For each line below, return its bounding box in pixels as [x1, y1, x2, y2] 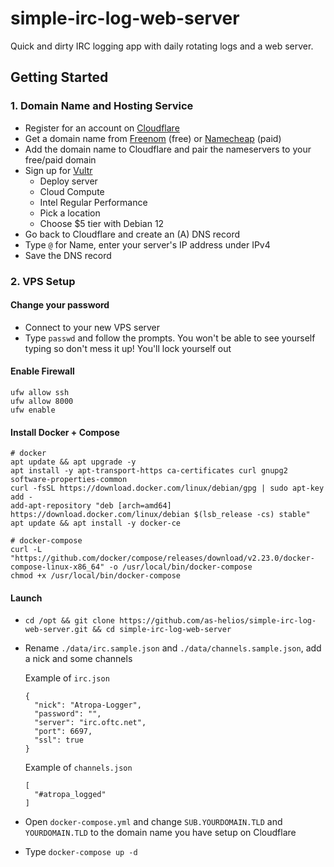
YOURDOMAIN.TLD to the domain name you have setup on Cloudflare [24, 827, 297, 839]
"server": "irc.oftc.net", [34, 718, 147, 728]
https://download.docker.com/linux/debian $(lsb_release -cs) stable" [10, 510, 311, 520]
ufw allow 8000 [10, 396, 74, 406]
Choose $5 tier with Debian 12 [39, 217, 165, 229]
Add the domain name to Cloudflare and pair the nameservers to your [24, 143, 312, 155]
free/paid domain [24, 153, 97, 166]
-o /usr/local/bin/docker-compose [108, 562, 253, 572]
